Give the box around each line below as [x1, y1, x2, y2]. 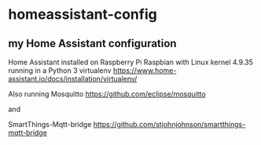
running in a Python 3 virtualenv [8, 66, 112, 75]
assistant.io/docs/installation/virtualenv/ [8, 74, 138, 83]
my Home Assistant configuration [8, 37, 177, 50]
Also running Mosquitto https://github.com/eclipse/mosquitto [8, 89, 206, 99]
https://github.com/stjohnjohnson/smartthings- [93, 120, 246, 129]
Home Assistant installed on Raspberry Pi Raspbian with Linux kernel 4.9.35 [8, 57, 253, 67]
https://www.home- [112, 66, 177, 75]
